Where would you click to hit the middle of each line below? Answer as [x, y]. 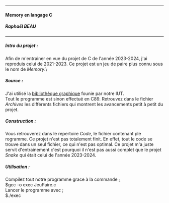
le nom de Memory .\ [26, 69]
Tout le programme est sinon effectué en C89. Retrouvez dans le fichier [79, 98]
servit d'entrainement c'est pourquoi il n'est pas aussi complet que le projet [83, 150]
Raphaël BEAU [21, 26]
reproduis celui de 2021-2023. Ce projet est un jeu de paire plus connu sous [84, 64]
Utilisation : [18, 167]
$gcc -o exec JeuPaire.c [31, 185]
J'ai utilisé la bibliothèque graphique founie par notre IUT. [65, 93]
